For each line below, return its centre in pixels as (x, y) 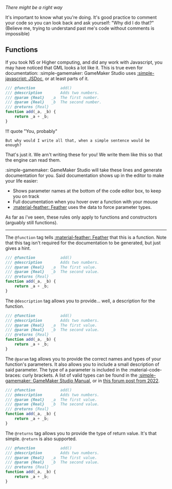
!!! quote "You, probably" (31, 131)
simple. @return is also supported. (41, 439)
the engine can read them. (33, 160)
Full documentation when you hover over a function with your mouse (85, 202)
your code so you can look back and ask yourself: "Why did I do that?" (80, 23)
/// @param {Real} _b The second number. (53, 102)
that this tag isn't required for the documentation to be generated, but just (83, 243)
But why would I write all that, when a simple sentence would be (78, 141)
